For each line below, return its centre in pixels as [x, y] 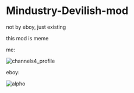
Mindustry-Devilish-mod [67, 11]
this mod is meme [27, 38]
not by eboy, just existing [36, 27]
